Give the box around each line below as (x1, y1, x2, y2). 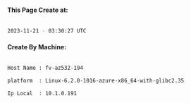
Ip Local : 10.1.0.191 (7, 90, 78, 97)
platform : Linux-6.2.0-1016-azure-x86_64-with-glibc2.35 (7, 78, 185, 85)
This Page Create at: (7, 6, 68, 14)
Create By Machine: (7, 42, 67, 51)
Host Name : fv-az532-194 (7, 64, 83, 72)
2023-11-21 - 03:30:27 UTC (7, 28, 87, 35)
